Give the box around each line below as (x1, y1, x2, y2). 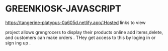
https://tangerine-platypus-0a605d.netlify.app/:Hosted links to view (5, 19, 146, 25)
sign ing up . (5, 39, 31, 45)
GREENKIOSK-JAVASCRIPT (5, 3, 122, 14)
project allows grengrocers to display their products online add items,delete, (5, 29, 163, 35)
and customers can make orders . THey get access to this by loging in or (5, 34, 156, 40)
